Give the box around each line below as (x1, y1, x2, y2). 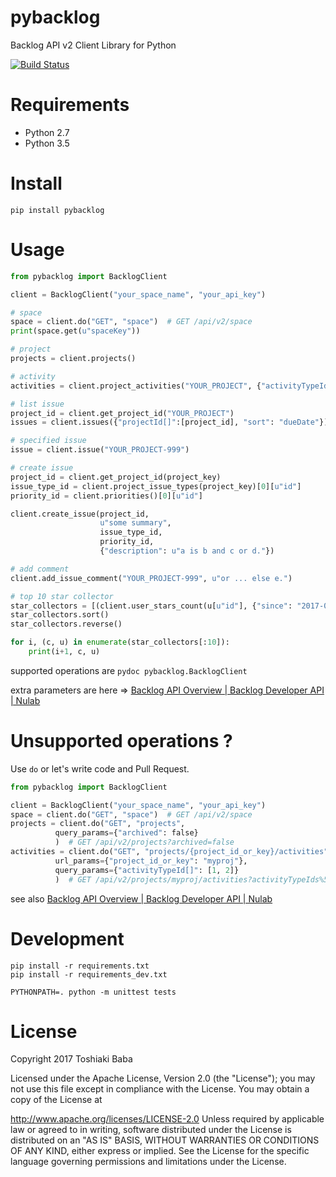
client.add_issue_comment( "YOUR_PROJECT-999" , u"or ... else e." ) (10, 573, 293, 583)
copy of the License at (10, 1094, 103, 1106)
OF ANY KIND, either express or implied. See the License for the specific (10, 1145, 310, 1157)
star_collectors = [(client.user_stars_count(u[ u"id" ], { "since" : (10, 601, 293, 611)
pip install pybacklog (10, 205, 105, 215)
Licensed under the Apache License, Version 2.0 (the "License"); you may (10, 1072, 316, 1085)
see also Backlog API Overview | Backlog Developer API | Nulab (10, 892, 273, 905)
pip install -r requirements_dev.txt (10, 969, 168, 980)
